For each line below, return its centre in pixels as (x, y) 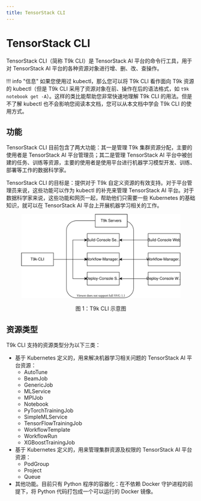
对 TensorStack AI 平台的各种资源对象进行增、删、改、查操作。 (84, 68)
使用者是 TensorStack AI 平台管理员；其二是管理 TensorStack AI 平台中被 (97, 155)
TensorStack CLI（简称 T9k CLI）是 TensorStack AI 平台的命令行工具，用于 (99, 61)
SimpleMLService (46, 417)
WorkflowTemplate (47, 430)
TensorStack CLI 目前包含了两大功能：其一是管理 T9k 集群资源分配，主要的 (99, 148)
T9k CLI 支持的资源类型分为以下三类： (53, 345)
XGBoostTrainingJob (49, 443)
